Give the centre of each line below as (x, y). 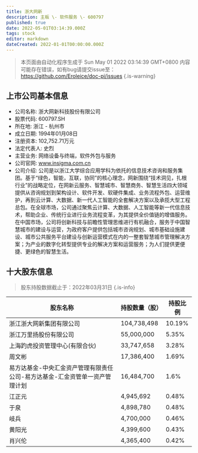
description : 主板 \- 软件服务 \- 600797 (55, 17)
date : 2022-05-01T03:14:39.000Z (46, 28)
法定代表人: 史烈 (34, 148)
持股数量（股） (141, 307)
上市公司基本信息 (37, 96)
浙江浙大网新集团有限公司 (45, 323)
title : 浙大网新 (24, 12)
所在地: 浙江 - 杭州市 (39, 126)
